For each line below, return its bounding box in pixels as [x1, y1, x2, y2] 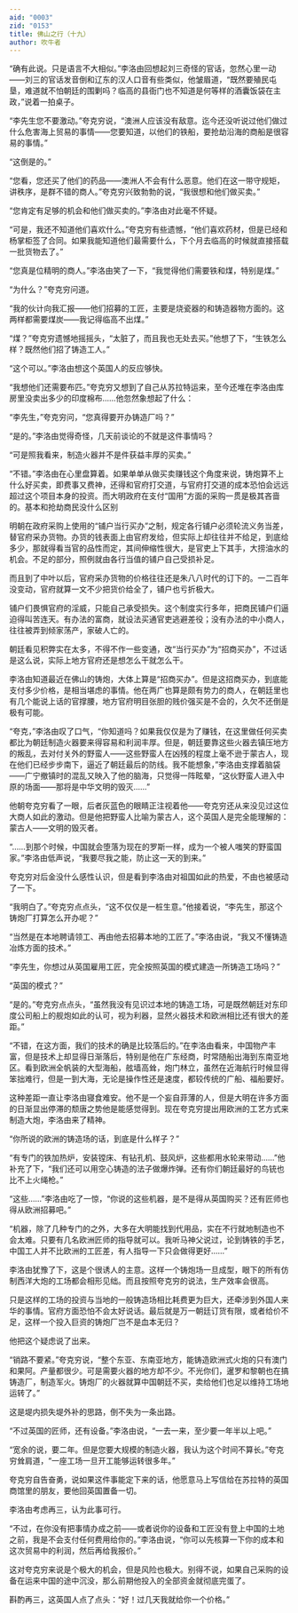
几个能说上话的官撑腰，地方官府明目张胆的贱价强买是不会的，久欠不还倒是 [16, 696, 289, 707]
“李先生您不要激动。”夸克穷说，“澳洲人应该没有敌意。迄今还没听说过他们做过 [9, 115, 288, 126]
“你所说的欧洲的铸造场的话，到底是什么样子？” [9, 1133, 180, 1144]
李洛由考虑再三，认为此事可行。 [9, 1505, 126, 1515]
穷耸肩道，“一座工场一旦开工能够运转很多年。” [9, 1456, 176, 1466]
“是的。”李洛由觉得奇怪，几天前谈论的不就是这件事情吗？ [9, 431, 215, 441]
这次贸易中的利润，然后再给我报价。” [9, 1545, 142, 1556]
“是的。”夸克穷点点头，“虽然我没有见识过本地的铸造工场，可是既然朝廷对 [9, 999, 272, 1010]
